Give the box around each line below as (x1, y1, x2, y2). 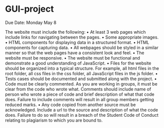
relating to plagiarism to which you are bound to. (5, 117, 103, 123)
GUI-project (5, 3, 54, 15)
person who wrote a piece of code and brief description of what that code (5, 91, 155, 97)
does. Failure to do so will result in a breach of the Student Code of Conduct (5, 112, 159, 118)
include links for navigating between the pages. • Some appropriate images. (5, 34, 159, 40)
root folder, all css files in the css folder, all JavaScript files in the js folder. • (5, 70, 158, 76)
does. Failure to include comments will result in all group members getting (5, 96, 154, 102)
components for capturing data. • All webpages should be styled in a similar (5, 44, 159, 50)
